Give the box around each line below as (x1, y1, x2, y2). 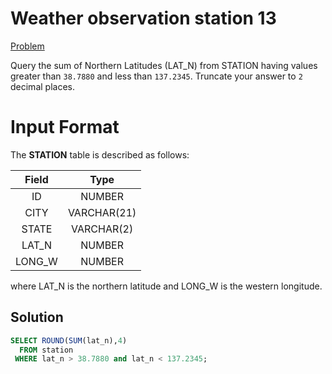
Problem (10, 40, 45, 52)
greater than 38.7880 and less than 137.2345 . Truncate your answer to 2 (10, 70, 303, 82)
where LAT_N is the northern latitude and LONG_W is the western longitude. (10, 280, 323, 292)
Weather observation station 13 (10, 7, 277, 30)
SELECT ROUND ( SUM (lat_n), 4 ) (10, 335, 128, 346)
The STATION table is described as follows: (10, 148, 190, 161)
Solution (10, 309, 64, 326)
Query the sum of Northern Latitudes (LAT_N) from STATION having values (10, 59, 318, 71)
